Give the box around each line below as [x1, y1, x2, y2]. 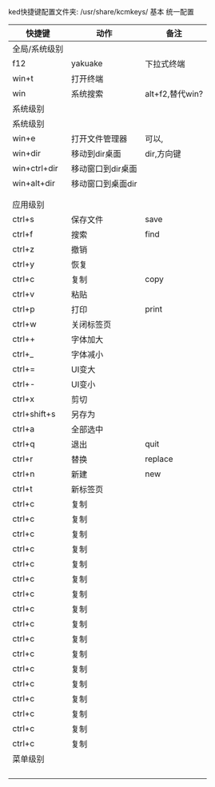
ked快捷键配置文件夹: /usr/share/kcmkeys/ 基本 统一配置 [8, 7, 194, 16]
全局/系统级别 [12, 43, 64, 54]
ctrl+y [12, 259, 34, 269]
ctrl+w [12, 319, 37, 329]
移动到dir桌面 [70, 149, 121, 159]
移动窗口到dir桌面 [70, 163, 137, 174]
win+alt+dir [12, 178, 56, 189]
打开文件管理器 [70, 133, 128, 144]
